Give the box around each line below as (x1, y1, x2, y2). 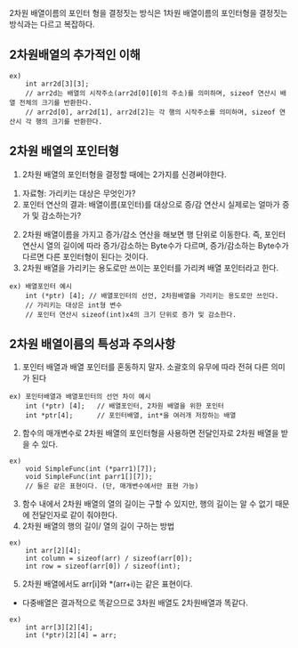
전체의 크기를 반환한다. (19, 98, 93, 107)
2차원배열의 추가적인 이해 (9, 47, 141, 62)
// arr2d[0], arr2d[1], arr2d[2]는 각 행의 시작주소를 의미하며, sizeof (25, 108, 276, 117)
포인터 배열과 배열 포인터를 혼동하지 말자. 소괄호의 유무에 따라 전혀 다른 (21, 361, 270, 372)
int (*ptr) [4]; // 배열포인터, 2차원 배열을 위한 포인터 (25, 401, 225, 411)
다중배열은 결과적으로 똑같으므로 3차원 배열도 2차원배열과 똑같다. (21, 597, 249, 608)
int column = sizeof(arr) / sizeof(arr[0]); (25, 555, 193, 563)
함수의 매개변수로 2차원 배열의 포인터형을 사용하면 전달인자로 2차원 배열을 (21, 428, 279, 439)
